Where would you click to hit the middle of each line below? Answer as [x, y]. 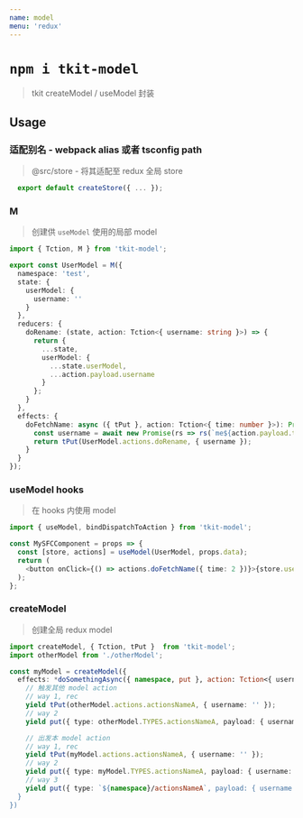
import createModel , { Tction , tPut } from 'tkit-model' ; [123, 647]
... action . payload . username [102, 374]
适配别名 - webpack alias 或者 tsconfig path [106, 150]
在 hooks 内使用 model [73, 510]
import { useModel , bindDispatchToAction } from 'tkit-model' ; [131, 528]
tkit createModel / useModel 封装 [93, 93]
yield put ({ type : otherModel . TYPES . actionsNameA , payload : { [145, 721]
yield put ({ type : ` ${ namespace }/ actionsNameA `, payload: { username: [161, 788]
